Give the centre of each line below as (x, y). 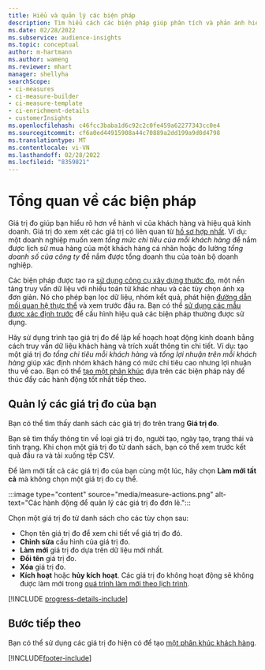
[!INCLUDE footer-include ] (50, 658)
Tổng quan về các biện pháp (103, 201)
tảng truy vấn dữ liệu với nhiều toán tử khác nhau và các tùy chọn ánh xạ (126, 289)
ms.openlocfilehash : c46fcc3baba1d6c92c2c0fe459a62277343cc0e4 (114, 125)
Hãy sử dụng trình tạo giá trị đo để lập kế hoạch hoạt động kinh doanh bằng (131, 338)
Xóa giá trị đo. (43, 567)
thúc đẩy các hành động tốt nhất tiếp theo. (77, 380)
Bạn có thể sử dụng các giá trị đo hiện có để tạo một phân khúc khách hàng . (132, 642)
